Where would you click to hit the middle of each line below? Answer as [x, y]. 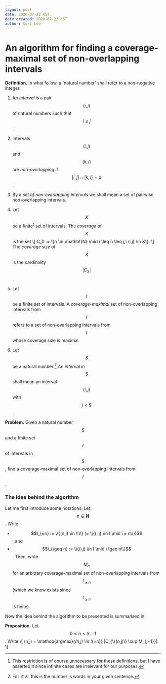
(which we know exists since [41, 590]
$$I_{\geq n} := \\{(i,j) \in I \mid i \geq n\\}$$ [87, 548]
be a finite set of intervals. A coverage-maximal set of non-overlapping [84, 304]
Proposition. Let [22, 625]
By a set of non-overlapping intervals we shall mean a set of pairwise [83, 195]
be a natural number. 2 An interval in [48, 366]
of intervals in [19, 453]
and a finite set [20, 438]
